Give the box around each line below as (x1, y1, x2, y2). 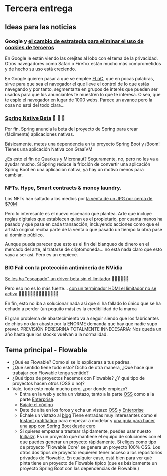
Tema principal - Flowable (5, 346, 88, 354)
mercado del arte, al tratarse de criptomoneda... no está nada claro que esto (5, 246, 162, 252)
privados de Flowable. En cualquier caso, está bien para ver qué (19, 455, 152, 461)
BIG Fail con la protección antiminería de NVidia (5, 264, 123, 271)
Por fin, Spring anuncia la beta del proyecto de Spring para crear (5, 126, 138, 132)
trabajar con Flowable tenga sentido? (12, 370, 89, 376)
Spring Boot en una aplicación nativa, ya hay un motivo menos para (5, 167, 144, 173)
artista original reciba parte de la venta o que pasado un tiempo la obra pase (5, 227, 162, 233)
